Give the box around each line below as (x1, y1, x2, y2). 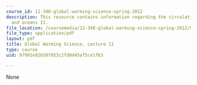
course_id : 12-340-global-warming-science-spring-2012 (6, 8, 143, 15)
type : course (6, 47, 38, 53)
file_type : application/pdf (6, 30, 75, 36)
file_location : (6, 25, 43, 31)
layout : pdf (6, 36, 35, 42)
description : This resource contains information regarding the (6, 14, 167, 20)
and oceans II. (11, 19, 49, 25)
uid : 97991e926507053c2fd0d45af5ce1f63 (6, 52, 104, 58)
